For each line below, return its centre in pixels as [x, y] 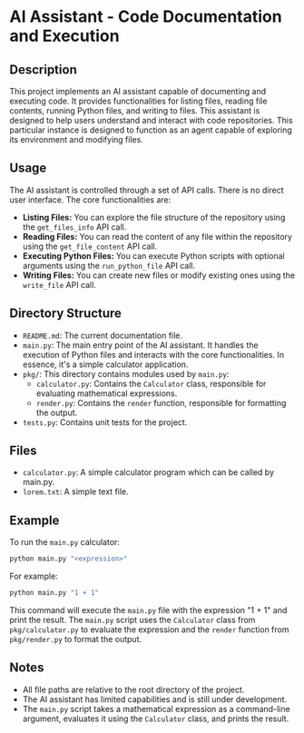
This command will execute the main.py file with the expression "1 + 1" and [148, 610]
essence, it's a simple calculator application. [105, 364]
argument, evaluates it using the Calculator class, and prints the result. [156, 718]
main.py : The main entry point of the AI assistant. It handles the [140, 345]
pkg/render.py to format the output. [76, 639]
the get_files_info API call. [74, 227]
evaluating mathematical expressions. [107, 393]
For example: [34, 576]
